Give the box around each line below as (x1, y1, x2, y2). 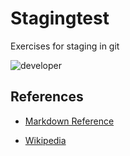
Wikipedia (24, 134, 67, 146)
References (10, 88, 84, 106)
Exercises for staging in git (10, 40, 120, 52)
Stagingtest (10, 7, 110, 30)
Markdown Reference (24, 115, 115, 127)
